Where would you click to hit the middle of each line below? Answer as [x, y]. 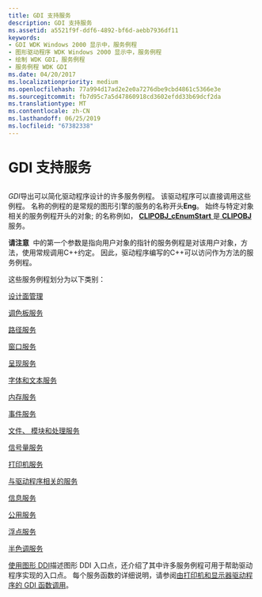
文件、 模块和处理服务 [44, 431]
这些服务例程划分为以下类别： [57, 279]
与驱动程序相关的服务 [43, 481]
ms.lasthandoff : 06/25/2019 [55, 119]
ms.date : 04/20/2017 [42, 74]
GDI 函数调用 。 [48, 585]
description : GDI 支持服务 [50, 23]
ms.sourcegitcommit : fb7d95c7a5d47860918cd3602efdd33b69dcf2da [115, 97]
